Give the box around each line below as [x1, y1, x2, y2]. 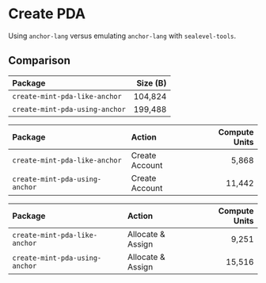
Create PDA [8, 5, 86, 23]
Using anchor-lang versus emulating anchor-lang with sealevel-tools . [8, 31, 237, 40]
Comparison [8, 54, 71, 67]
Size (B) [136, 77, 167, 88]
